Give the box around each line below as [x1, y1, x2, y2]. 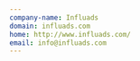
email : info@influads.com [9, 38, 107, 48]
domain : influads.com [9, 22, 91, 30]
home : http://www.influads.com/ [9, 30, 131, 39]
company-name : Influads [9, 13, 99, 22]
